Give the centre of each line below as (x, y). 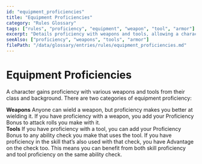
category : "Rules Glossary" (41, 23)
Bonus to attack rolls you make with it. (53, 122)
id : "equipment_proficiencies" (45, 12)
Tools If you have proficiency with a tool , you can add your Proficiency (94, 129)
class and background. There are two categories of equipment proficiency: (99, 98)
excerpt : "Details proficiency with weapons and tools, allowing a (93, 34)
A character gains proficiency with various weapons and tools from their (96, 91)
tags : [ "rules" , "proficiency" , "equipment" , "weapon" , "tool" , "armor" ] (101, 29)
